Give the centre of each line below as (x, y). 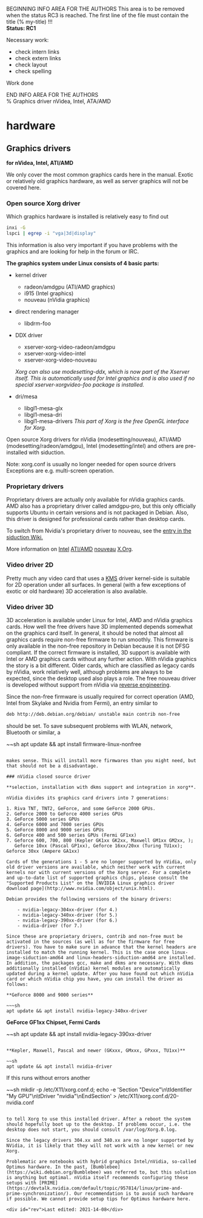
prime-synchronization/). (39, 1193)
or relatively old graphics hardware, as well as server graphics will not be (98, 181)
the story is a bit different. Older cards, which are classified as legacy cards (101, 665)
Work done (20, 83)
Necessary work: (28, 40)
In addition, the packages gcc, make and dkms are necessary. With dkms (100, 963)
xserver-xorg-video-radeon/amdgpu (70, 347)
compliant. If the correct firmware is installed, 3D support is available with (98, 652)
